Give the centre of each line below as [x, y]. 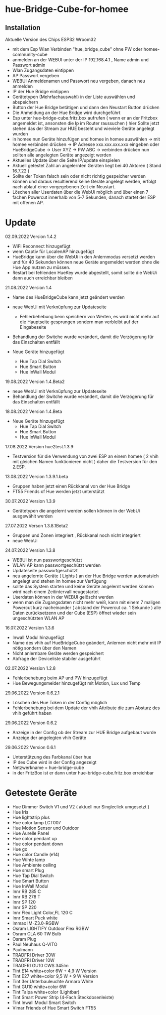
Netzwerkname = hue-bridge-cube [48, 767]
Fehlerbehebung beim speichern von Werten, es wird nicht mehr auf [89, 316]
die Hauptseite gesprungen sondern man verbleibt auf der [79, 322]
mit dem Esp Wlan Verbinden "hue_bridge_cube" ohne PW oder [77, 49]
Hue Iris [20, 812]
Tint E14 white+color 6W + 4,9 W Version [54, 971]
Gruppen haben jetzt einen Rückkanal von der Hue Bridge [71, 486]
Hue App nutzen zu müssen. [41, 267]
